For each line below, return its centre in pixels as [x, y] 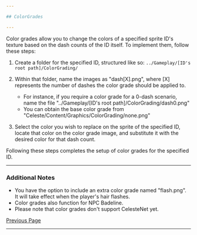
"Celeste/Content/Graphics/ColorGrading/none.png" [87, 115]
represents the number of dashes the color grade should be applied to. [100, 85]
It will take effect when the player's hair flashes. [72, 196]
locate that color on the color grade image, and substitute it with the [96, 133]
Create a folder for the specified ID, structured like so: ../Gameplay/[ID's [103, 62]
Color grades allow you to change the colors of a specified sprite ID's [90, 38]
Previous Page [23, 220]
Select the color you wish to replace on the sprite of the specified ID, [97, 126]
